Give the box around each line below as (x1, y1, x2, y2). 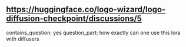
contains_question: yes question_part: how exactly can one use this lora (6, 29, 181, 36)
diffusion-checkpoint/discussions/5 (6, 14, 142, 24)
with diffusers (6, 35, 39, 42)
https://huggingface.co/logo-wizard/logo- (6, 5, 166, 15)
